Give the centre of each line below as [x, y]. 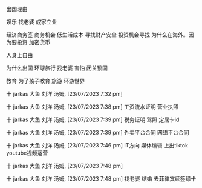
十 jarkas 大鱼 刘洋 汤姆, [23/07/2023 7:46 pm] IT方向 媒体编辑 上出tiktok [97, 145]
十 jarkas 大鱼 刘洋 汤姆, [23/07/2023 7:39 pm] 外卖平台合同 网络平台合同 [98, 133]
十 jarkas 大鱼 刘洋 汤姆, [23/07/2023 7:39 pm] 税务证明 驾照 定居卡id [93, 119]
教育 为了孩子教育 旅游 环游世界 [46, 81]
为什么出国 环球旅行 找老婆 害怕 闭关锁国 [57, 68]
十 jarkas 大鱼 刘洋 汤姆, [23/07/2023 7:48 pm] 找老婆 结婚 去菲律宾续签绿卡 [101, 179]
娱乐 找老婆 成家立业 [32, 22]
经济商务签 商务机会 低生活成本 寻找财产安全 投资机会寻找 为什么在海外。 [97, 35]
